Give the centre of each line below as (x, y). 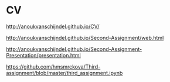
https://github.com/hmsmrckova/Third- (53, 66)
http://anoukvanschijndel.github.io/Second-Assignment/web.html (85, 37)
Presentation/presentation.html (43, 55)
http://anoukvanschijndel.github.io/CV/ (53, 26)
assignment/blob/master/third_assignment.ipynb (64, 73)
